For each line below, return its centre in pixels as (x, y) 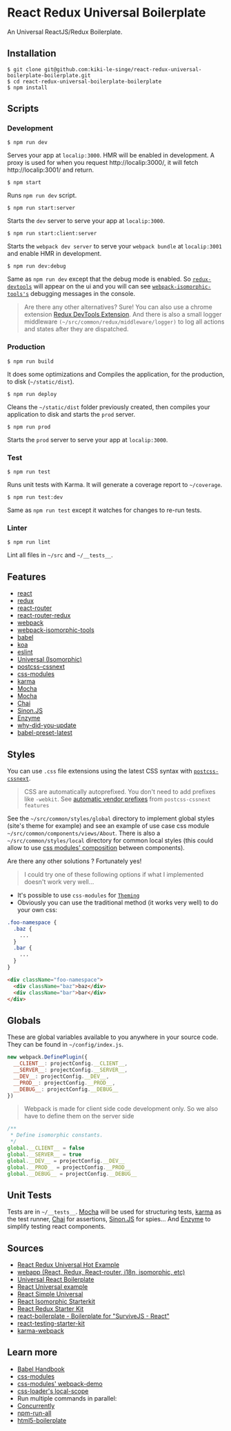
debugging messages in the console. (83, 294)
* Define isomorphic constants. (57, 1135)
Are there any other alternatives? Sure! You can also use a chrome (118, 307)
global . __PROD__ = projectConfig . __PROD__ (69, 1167)
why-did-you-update (47, 725)
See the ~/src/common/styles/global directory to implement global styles (111, 818)
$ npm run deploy (32, 394)
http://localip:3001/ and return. (51, 170)
